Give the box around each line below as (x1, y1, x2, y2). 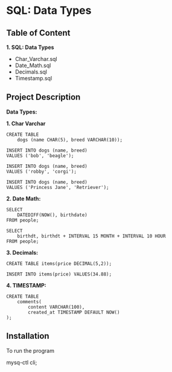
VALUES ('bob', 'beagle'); (6, 152, 74, 159)
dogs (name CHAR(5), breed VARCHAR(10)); (17, 136, 123, 143)
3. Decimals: (6, 249, 38, 256)
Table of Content (6, 28, 71, 38)
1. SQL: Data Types (6, 43, 54, 51)
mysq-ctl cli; (6, 359, 37, 366)
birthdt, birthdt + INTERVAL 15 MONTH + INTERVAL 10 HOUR (17, 233, 166, 239)
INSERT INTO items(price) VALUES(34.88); (6, 271, 112, 277)
